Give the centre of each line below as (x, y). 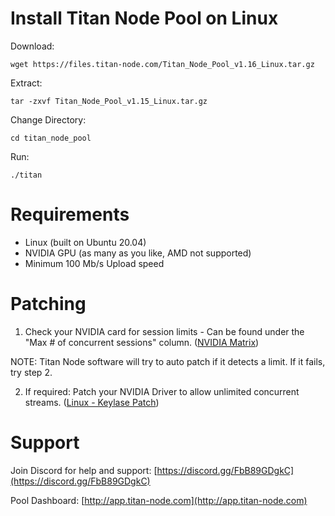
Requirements (70, 214)
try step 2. (31, 372)
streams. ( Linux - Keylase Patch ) (92, 402)
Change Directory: (48, 119)
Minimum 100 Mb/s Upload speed (94, 263)
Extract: (26, 83)
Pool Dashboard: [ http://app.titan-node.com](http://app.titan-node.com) (159, 500)
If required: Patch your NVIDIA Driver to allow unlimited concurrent (162, 391)
